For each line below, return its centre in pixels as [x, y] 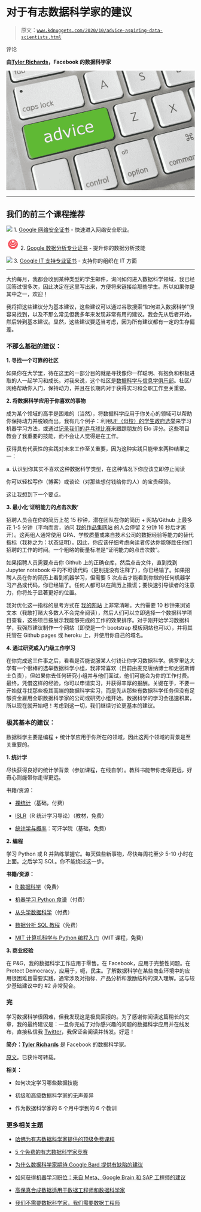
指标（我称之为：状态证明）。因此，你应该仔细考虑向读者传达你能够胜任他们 [99, 542]
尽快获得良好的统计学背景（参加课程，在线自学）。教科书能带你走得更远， [97, 770]
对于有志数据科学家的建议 [69, 12]
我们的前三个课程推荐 [45, 214]
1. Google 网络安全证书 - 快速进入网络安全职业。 [73, 229]
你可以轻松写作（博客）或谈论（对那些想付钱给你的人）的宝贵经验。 [90, 482]
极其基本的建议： [31, 723]
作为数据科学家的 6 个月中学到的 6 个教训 [66, 1108]
